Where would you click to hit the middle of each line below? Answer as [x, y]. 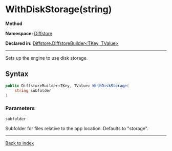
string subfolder [33, 90]
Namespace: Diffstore [29, 33]
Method [14, 23]
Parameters [20, 108]
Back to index [20, 143]
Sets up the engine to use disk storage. [47, 58]
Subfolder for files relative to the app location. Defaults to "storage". [77, 128]
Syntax [17, 74]
